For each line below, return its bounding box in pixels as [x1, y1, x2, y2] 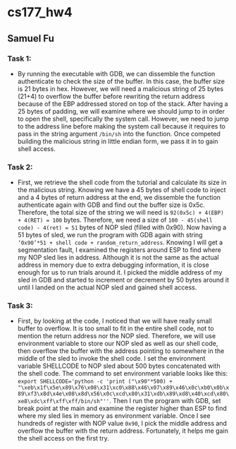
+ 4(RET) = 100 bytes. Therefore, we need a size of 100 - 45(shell [17, 216, 213, 224]
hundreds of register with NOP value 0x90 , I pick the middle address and [17, 419, 228, 428]
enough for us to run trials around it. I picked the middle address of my [17, 268, 223, 277]
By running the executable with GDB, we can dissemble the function [17, 69, 216, 78]
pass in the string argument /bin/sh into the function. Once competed [17, 129, 221, 138]
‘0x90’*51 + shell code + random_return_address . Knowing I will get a [17, 238, 223, 247]
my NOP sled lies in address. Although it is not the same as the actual [17, 253, 220, 262]
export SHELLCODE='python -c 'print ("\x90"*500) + [17, 378, 173, 385]
